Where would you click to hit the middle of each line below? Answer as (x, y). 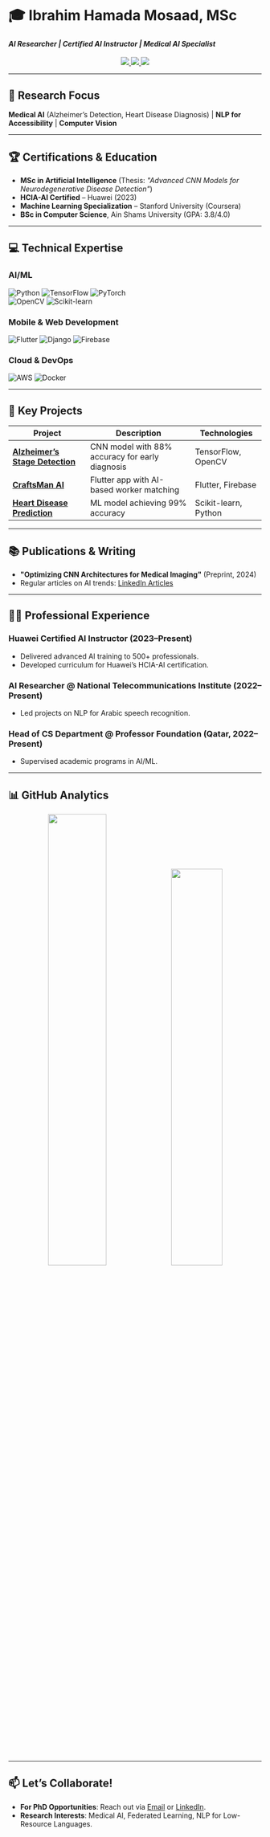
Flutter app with (119, 480)
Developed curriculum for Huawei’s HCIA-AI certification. (114, 664)
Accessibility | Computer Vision (63, 123)
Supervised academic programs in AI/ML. (89, 761)
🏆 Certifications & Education (83, 157)
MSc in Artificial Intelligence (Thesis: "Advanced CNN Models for (129, 181)
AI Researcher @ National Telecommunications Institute (120, 685)
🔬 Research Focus (54, 95)
